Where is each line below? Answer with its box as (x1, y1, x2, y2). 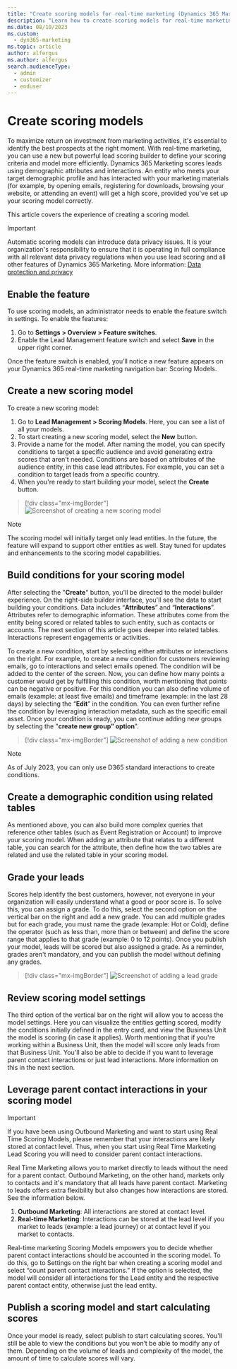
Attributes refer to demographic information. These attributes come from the (7, 610, 229, 619)
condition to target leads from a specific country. (17, 470, 160, 478)
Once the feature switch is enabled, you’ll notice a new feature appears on (7, 357, 224, 365)
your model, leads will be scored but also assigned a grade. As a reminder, (7, 943, 224, 951)
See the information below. (7, 1193, 85, 1202)
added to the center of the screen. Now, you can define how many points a (7, 669, 225, 677)
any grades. (7, 957, 42, 966)
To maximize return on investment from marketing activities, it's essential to (7, 136, 227, 145)
